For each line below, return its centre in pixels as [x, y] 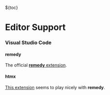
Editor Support [35, 27]
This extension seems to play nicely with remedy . [55, 87]
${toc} [11, 8]
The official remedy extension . [36, 65]
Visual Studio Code [28, 43]
